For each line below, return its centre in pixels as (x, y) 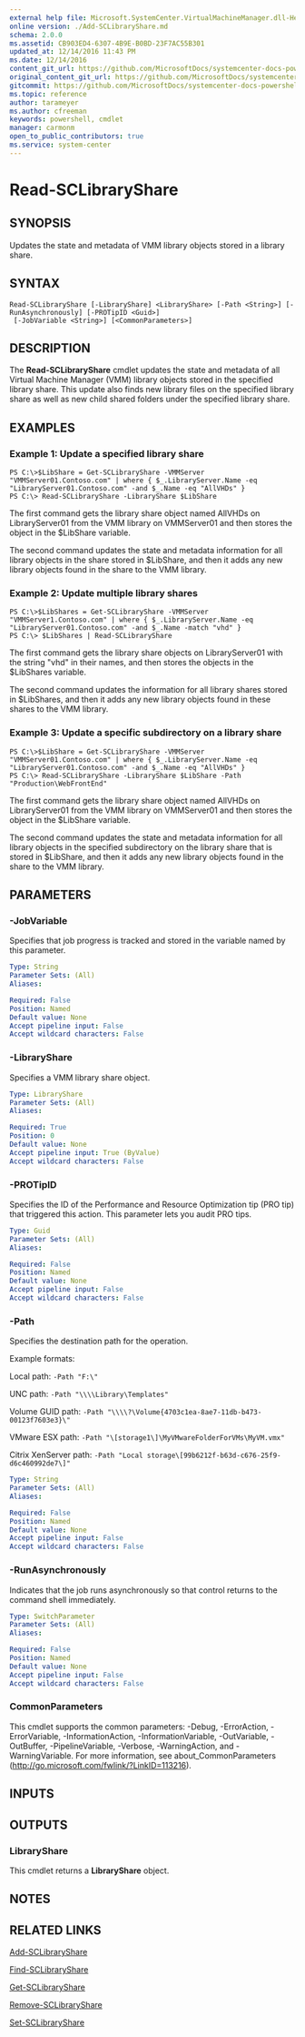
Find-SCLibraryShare (49, 1970)
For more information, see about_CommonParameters (176, 1755)
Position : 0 (32, 1136)
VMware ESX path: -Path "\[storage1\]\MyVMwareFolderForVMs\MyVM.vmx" (147, 1437)
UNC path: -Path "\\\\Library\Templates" (89, 1394)
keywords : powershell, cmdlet (67, 119)
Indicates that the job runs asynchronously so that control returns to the (144, 1590)
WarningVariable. (42, 1755)
